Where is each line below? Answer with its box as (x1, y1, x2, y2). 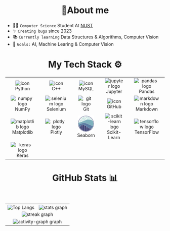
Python (15, 86, 30, 92)
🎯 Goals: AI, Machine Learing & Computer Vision (12, 41, 114, 47)
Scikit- (107, 129, 121, 135)
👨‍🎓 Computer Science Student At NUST (12, 23, 93, 29)
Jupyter (106, 88, 122, 94)
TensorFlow (134, 129, 159, 135)
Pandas (139, 88, 155, 94)
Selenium (46, 106, 66, 112)
